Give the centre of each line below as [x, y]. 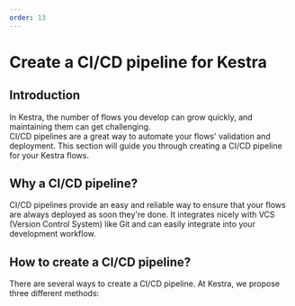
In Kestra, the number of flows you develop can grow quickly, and [131, 117]
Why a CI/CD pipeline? [73, 184]
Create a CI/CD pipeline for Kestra [138, 62]
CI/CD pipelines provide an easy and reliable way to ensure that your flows [147, 205]
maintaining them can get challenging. [80, 126]
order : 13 [28, 18]
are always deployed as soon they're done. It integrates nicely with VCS [143, 215]
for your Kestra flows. [49, 155]
